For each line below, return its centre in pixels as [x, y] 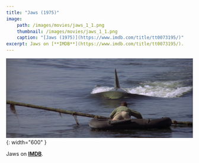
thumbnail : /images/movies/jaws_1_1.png [67, 32]
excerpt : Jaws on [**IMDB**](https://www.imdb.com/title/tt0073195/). [95, 44]
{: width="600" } [26, 142]
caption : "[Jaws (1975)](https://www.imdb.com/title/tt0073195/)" [100, 38]
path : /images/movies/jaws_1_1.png [61, 25]
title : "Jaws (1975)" [33, 12]
